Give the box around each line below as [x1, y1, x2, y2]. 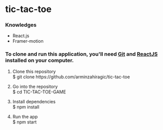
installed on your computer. [5, 57, 74, 64]
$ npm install [12, 104, 40, 110]
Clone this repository [12, 68, 56, 74]
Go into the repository [12, 83, 58, 89]
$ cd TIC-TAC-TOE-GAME [12, 89, 66, 95]
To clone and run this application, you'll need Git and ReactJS [5, 51, 158, 58]
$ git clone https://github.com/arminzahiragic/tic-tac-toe [12, 74, 130, 80]
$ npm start [12, 119, 37, 125]
